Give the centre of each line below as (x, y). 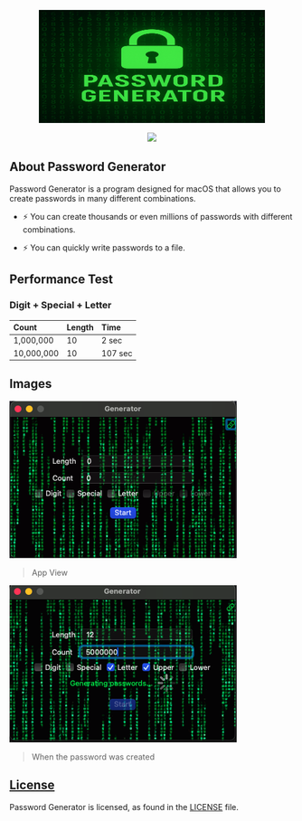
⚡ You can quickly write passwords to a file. (104, 247)
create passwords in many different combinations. (103, 198)
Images (31, 384)
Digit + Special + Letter (61, 306)
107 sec (117, 353)
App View (49, 572)
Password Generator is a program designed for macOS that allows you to (146, 189)
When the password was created (93, 757)
